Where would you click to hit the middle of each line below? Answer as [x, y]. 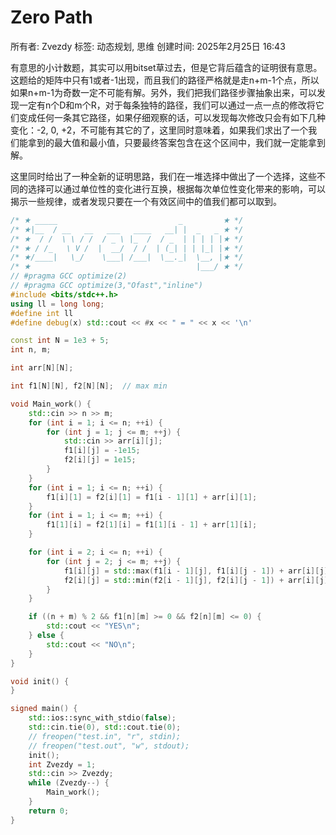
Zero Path [51, 17]
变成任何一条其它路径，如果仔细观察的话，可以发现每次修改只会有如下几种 [172, 117]
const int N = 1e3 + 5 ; [60, 341]
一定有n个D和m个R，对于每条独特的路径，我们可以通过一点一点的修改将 [167, 105]
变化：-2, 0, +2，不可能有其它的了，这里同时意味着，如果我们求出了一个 [159, 130]
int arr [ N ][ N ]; [42, 368]
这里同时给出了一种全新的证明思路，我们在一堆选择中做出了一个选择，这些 [163, 176]
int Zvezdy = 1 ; [62, 764]
